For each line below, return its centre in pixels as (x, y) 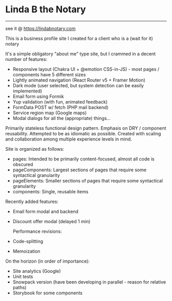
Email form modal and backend (45, 211)
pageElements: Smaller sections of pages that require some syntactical (88, 180)
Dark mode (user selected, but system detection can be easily (78, 85)
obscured (23, 164)
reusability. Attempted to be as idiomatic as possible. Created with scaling (83, 133)
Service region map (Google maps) (50, 113)
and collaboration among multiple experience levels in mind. (69, 139)
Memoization (26, 251)
